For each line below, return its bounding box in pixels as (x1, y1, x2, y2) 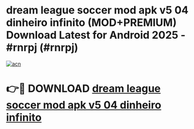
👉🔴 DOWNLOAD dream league (6, 82, 161, 96)
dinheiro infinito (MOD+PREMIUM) (6, 16, 177, 29)
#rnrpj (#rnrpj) (6, 41, 78, 55)
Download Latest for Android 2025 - (6, 29, 186, 42)
